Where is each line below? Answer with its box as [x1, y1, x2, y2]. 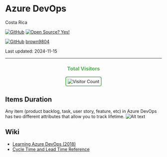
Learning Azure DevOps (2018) [12, 141, 76, 147]
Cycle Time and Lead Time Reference [12, 146, 90, 152]
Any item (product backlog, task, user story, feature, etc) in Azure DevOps [5, 108, 157, 114]
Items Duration [5, 95, 52, 104]
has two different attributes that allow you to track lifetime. [5, 113, 125, 119]
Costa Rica [5, 19, 27, 25]
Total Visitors [67, 65, 100, 72]
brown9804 [25, 38, 50, 45]
